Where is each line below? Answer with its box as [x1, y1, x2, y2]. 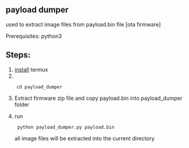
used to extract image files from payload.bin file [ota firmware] [5, 20, 161, 28]
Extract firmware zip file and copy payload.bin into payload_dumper [14, 94, 183, 102]
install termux [14, 66, 49, 73]
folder [14, 100, 29, 108]
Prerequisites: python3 [5, 32, 62, 40]
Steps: [5, 50, 31, 60]
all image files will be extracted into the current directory [14, 135, 155, 142]
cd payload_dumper [16, 84, 63, 90]
